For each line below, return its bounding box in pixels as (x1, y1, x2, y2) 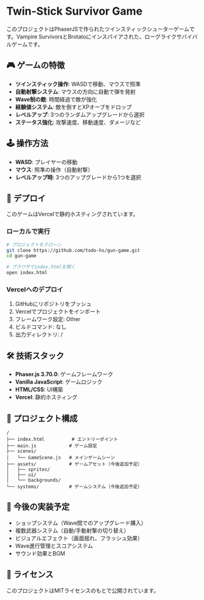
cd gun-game (6, 253, 37, 259)
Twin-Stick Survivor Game (6, 4, 143, 18)
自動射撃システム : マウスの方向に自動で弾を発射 (15, 87, 136, 95)
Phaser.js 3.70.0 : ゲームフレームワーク (15, 371, 114, 378)
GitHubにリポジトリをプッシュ (15, 300, 92, 308)
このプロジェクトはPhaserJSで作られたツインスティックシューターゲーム (6, 25, 190, 32)
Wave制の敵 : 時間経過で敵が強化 (15, 95, 97, 103)
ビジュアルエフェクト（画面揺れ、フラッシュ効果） (15, 534, 143, 542)
